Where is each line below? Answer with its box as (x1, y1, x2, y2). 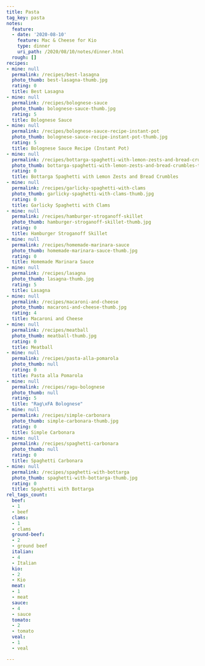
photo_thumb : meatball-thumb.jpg (12, 332, 97, 339)
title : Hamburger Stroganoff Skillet (12, 230, 108, 236)
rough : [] (12, 54, 37, 60)
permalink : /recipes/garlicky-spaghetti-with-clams (12, 185, 146, 191)
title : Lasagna (12, 287, 51, 293)
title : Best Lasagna (12, 89, 64, 95)
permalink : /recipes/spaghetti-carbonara (12, 441, 119, 447)
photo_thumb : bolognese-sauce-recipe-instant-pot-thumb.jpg (12, 134, 168, 141)
